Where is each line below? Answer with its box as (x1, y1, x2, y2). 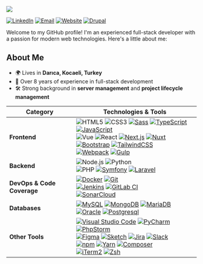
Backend (9, 161, 35, 170)
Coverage (9, 186, 38, 195)
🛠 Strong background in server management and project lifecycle (14, 85, 183, 92)
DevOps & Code (9, 179, 56, 187)
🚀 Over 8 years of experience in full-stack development (14, 77, 153, 85)
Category (25, 108, 54, 116)
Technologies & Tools (103, 108, 167, 116)
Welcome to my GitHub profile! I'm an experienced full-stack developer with (6, 29, 195, 36)
